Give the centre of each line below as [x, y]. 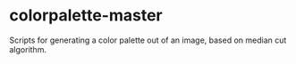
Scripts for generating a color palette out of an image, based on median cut [148, 40]
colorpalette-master [86, 16]
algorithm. [28, 49]
